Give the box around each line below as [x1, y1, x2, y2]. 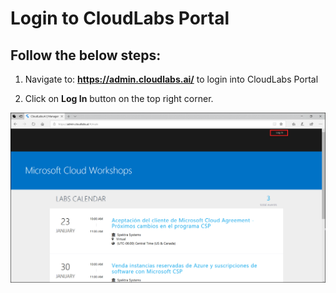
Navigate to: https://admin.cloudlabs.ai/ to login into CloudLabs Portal [24, 73, 319, 85]
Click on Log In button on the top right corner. [24, 93, 214, 104]
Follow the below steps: [10, 47, 162, 64]
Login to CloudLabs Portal [10, 7, 230, 30]
